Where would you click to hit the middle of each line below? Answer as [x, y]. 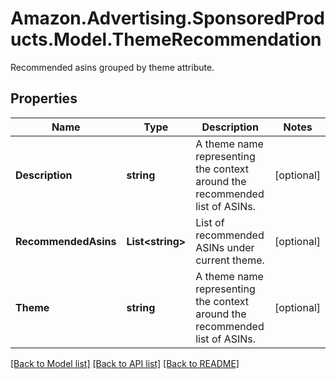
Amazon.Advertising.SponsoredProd [168, 18]
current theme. [230, 260]
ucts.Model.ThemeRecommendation [166, 39]
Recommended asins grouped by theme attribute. [112, 67]
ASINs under [225, 247]
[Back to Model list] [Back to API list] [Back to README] [125, 363]
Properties [44, 98]
